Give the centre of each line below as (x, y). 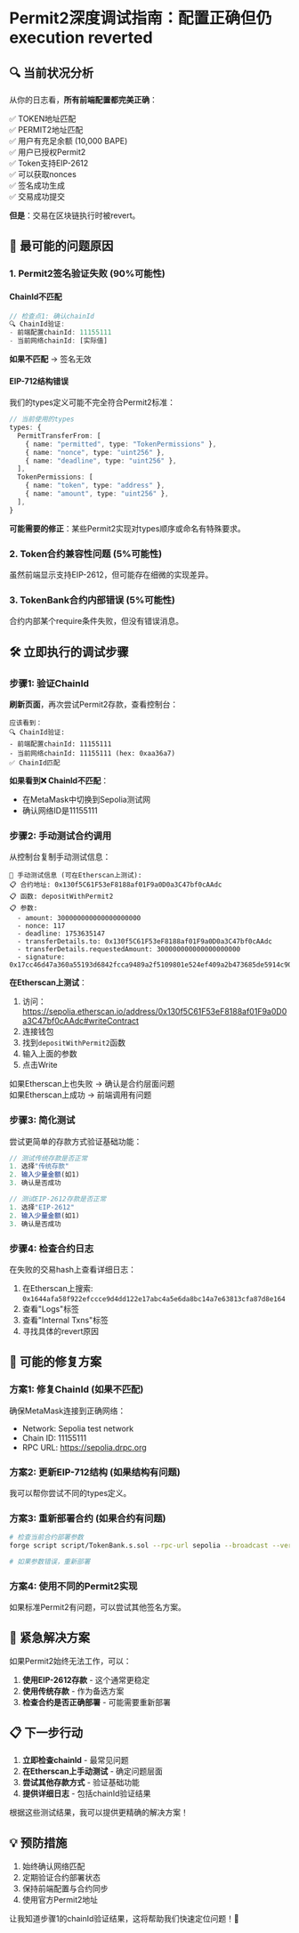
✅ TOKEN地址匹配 (43, 118)
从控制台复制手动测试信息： (60, 857)
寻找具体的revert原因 (61, 1330)
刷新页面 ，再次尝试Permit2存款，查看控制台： (94, 704)
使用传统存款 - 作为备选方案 (73, 1691)
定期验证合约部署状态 (61, 1877)
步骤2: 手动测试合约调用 (61, 836)
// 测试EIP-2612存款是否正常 (58, 1199)
